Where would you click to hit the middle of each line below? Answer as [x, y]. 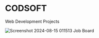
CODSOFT [26, 8]
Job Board [84, 30]
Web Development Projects [32, 21]
